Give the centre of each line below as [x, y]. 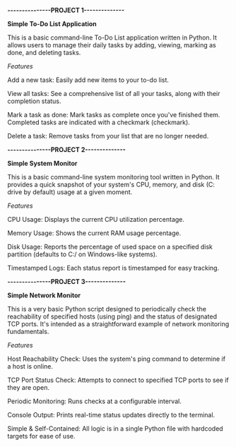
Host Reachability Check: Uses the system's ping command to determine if [117, 359]
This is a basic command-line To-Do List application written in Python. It [112, 37]
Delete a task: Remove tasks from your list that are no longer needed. [108, 136]
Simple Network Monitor [44, 295]
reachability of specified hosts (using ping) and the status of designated [112, 316]
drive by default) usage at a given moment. [70, 192]
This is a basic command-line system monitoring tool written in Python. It [114, 177]
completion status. [34, 101]
